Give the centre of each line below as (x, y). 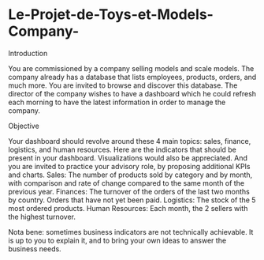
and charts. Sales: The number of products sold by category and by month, (130, 175)
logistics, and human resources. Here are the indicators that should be (122, 149)
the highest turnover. (42, 217)
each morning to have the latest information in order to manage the (117, 102)
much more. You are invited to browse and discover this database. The (123, 85)
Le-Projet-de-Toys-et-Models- (111, 15)
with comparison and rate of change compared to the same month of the (126, 183)
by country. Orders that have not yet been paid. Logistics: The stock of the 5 (132, 200)
